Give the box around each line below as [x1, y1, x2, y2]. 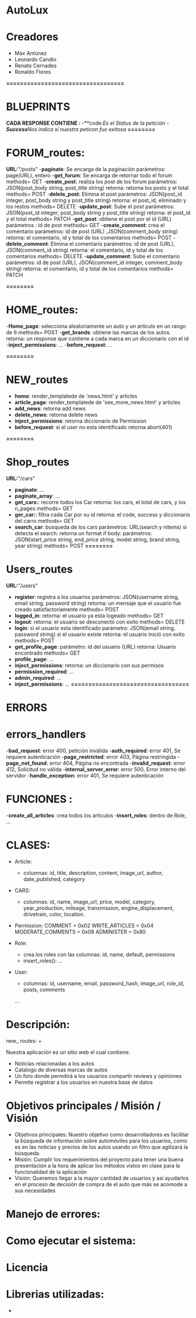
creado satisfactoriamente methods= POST [14, 605, 119, 612]
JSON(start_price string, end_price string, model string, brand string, [14, 536, 181, 543]
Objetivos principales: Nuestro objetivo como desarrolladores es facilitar [14, 1131, 189, 1138]
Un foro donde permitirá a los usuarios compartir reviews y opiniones [14, 1072, 182, 1079]
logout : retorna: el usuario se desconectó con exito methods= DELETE [14, 618, 185, 625]
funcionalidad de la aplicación [14, 1168, 87, 1175]
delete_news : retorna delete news [14, 411, 98, 418]
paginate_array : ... [14, 492, 60, 499]
